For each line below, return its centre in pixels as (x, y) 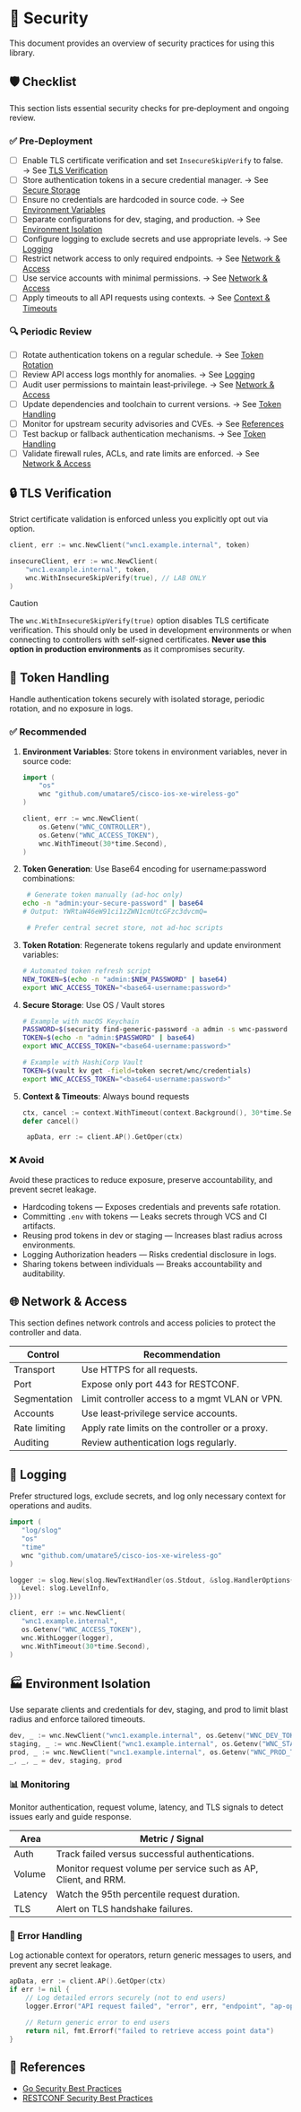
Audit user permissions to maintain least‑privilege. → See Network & (148, 384)
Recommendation (182, 1355)
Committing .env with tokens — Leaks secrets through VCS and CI (144, 1216)
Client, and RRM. (91, 1880)
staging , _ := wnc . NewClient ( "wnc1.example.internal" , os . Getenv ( (136, 1744)
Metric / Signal (172, 1838)
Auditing (31, 1443)
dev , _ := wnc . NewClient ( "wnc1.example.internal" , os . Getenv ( (128, 1736)
